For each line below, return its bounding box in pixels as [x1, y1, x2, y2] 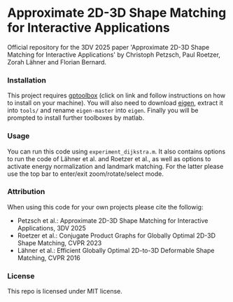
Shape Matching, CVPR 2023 [17, 238, 102, 247]
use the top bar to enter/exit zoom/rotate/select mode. [7, 170, 164, 178]
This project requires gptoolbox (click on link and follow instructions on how [7, 91, 226, 99]
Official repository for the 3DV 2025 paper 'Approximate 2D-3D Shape [7, 43, 210, 51]
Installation [7, 75, 47, 85]
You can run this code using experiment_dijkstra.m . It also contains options [7, 147, 226, 156]
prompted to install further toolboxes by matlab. [7, 114, 145, 122]
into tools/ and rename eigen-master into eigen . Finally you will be [7, 107, 199, 115]
